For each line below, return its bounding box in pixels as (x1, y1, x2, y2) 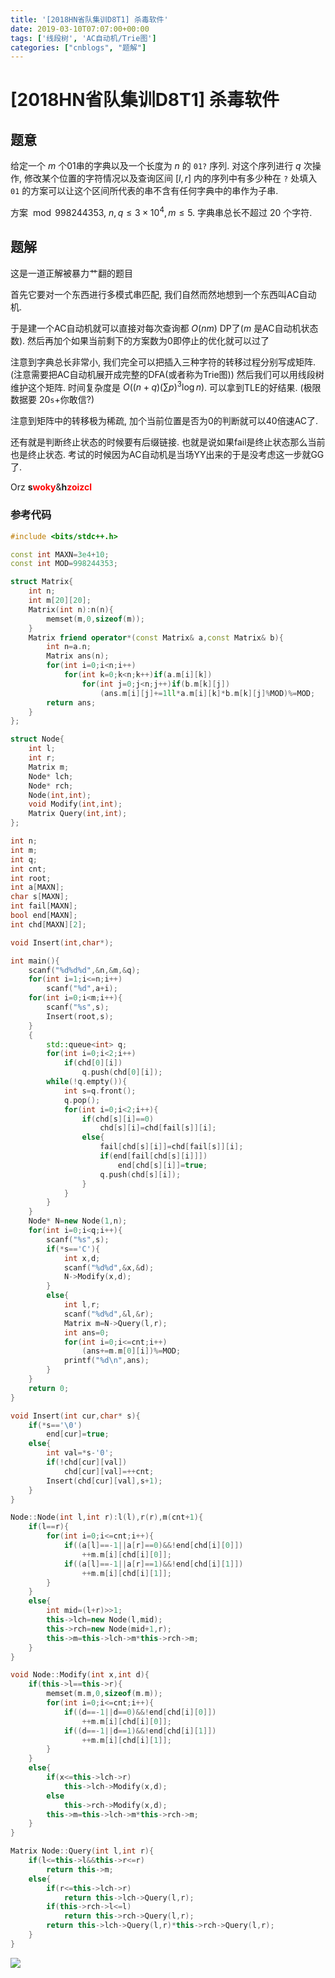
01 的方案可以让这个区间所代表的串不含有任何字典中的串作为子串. (10, 185, 279, 197)
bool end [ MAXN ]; (10, 911, 78, 921)
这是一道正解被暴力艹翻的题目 (10, 267, 133, 279)
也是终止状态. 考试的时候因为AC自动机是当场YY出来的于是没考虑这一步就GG (10, 449, 325, 461)
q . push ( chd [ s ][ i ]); (99, 1169, 182, 1180)
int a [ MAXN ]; (10, 882, 65, 893)
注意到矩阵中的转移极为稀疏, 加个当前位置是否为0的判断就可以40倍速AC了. (10, 415, 319, 427)
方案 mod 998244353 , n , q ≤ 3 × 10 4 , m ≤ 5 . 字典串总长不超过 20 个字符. (10, 205, 313, 218)
